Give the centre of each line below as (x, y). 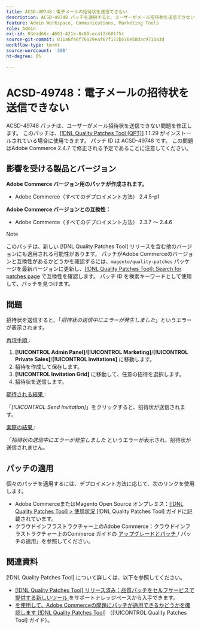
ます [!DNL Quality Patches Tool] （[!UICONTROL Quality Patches (106, 612)
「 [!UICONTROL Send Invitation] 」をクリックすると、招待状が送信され (93, 407)
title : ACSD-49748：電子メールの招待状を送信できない (67, 12)
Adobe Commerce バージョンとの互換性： (59, 209)
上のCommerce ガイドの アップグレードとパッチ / (118, 534)
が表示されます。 (27, 328)
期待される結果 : (26, 395)
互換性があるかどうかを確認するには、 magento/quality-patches (95, 261)
